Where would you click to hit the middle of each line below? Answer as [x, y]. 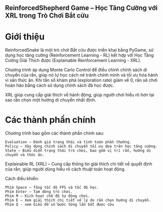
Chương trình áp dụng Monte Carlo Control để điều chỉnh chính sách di [76, 70]
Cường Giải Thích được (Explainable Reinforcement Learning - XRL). [73, 60]
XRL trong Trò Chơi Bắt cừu [47, 16]
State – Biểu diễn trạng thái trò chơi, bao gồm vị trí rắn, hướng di [78, 151]
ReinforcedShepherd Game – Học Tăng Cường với [81, 8]
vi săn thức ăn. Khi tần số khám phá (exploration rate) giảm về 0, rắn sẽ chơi [81, 80]
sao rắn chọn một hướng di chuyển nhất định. [51, 100]
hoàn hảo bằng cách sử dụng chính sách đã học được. [60, 85]
